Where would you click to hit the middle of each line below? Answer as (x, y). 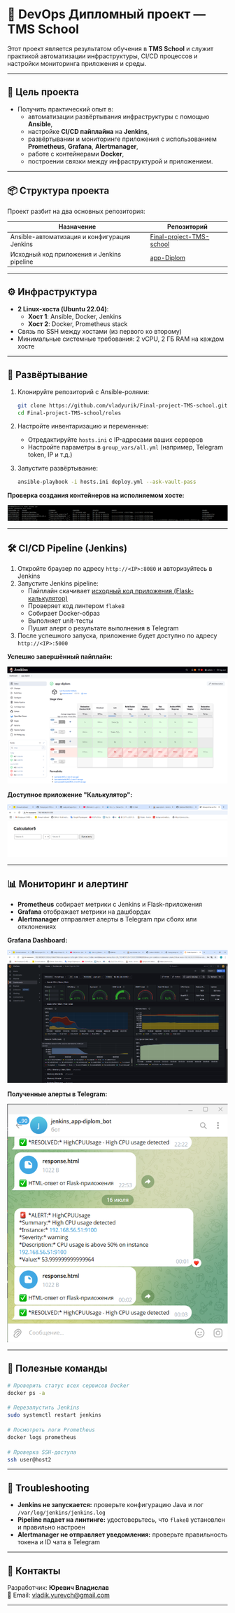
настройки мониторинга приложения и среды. (77, 63)
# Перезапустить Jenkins (43, 1408)
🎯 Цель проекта (43, 92)
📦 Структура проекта (58, 191)
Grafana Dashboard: (37, 940)
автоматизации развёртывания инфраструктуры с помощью (119, 116)
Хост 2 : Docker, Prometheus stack (78, 324)
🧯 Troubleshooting (48, 1488)
